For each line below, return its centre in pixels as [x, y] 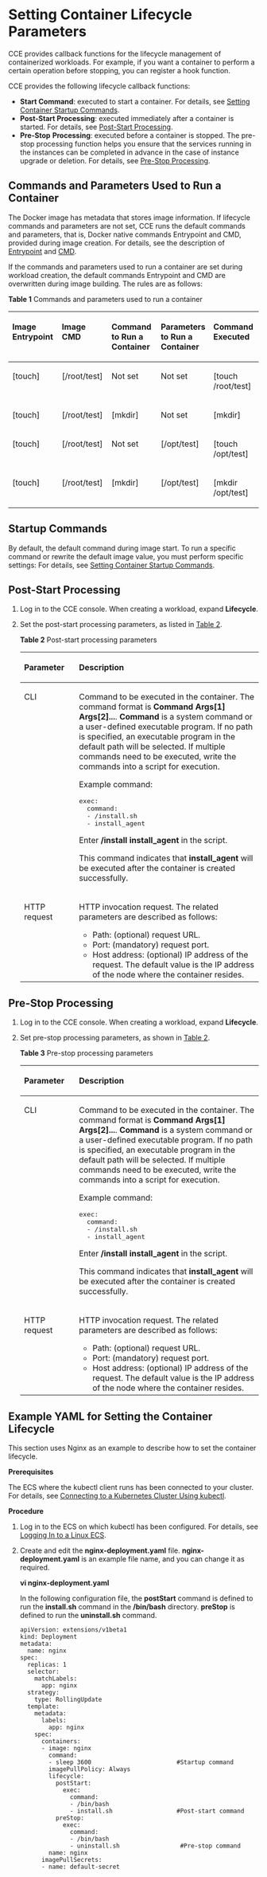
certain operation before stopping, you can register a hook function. [119, 70]
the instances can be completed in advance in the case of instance [130, 152]
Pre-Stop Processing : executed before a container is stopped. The [130, 135]
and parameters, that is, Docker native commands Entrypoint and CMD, [125, 234]
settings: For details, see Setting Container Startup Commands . [112, 565]
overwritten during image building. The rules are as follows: [105, 284]
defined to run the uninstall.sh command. [88, 1615]
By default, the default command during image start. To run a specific [122, 548]
